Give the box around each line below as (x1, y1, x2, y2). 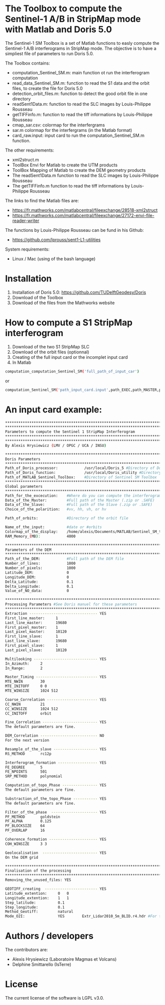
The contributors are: (5, 947, 48, 953)
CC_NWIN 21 (5, 702, 45, 707)
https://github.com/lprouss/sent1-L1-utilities (12, 237, 101, 243)
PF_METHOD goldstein (5, 814, 60, 819)
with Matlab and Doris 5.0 (5, 24, 112, 35)
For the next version (5, 738, 50, 743)
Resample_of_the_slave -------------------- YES (5, 747, 107, 752)
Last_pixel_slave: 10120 (5, 648, 67, 653)
